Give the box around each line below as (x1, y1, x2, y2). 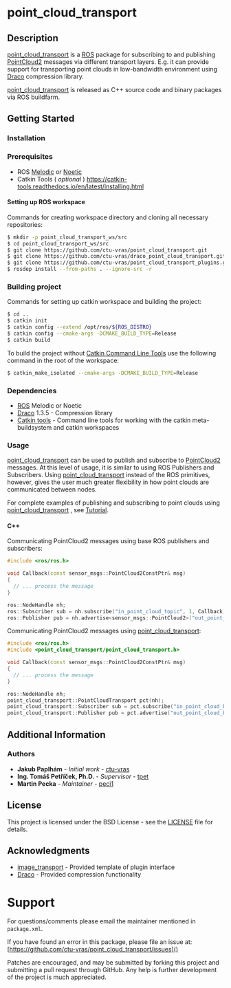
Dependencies (7, 386, 57, 395)
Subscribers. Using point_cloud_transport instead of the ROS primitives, (7, 471, 210, 479)
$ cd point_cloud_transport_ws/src (7, 240, 109, 247)
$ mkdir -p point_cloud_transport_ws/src (7, 234, 128, 241)
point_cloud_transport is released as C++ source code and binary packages (7, 86, 222, 94)
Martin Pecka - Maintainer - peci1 (16, 779, 114, 788)
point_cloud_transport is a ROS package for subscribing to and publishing (7, 50, 216, 58)
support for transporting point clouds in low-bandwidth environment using (7, 65, 218, 73)
